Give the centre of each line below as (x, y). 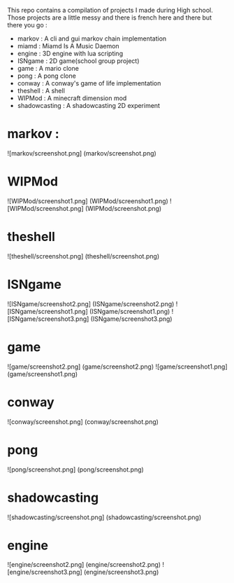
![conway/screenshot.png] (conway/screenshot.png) (83, 421)
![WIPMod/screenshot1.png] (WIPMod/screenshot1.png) (88, 201)
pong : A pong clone (47, 76)
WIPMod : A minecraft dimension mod (72, 98)
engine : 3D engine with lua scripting (70, 53)
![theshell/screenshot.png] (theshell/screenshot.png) (83, 256)
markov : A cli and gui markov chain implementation (92, 39)
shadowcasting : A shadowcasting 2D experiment (89, 105)
